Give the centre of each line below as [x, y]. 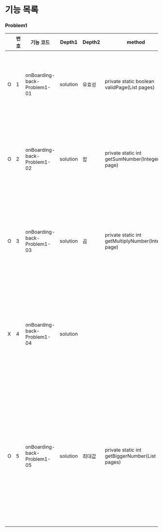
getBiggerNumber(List [130, 456]
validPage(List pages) [130, 87]
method [136, 42]
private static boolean [130, 82]
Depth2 [91, 42]
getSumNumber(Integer [132, 159]
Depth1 [69, 42]
